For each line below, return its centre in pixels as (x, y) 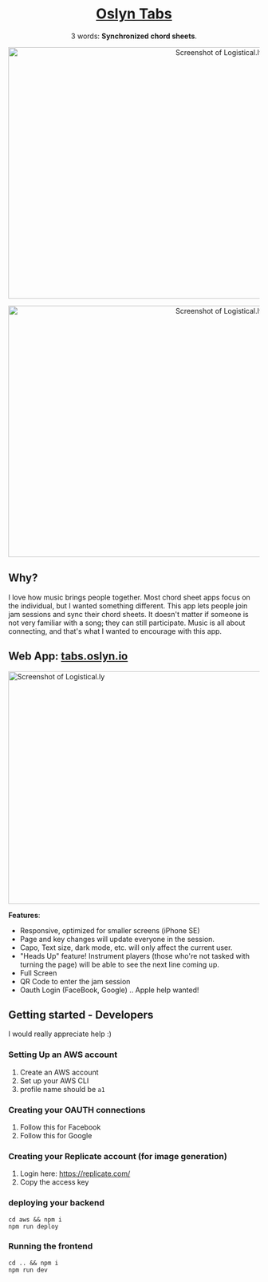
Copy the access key (54, 1182)
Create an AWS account (59, 1072)
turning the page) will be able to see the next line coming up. (119, 964)
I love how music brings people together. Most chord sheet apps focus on (130, 597)
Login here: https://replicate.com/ (75, 1173)
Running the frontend (51, 1246)
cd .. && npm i (33, 1263)
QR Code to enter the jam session (75, 981)
